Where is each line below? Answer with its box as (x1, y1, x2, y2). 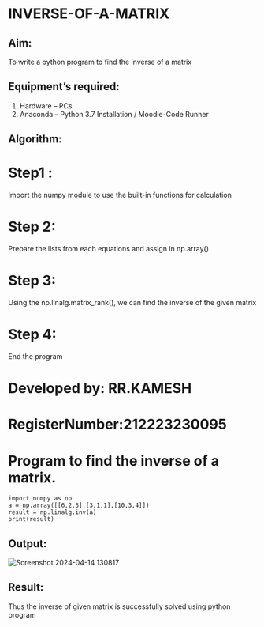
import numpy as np (8, 495, 73, 503)
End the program (8, 351, 63, 361)
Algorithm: (8, 132, 62, 146)
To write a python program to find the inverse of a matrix (8, 57, 192, 66)
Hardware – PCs (19, 100, 73, 111)
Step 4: (8, 326, 57, 344)
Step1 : (8, 164, 53, 182)
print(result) (8, 516, 55, 523)
